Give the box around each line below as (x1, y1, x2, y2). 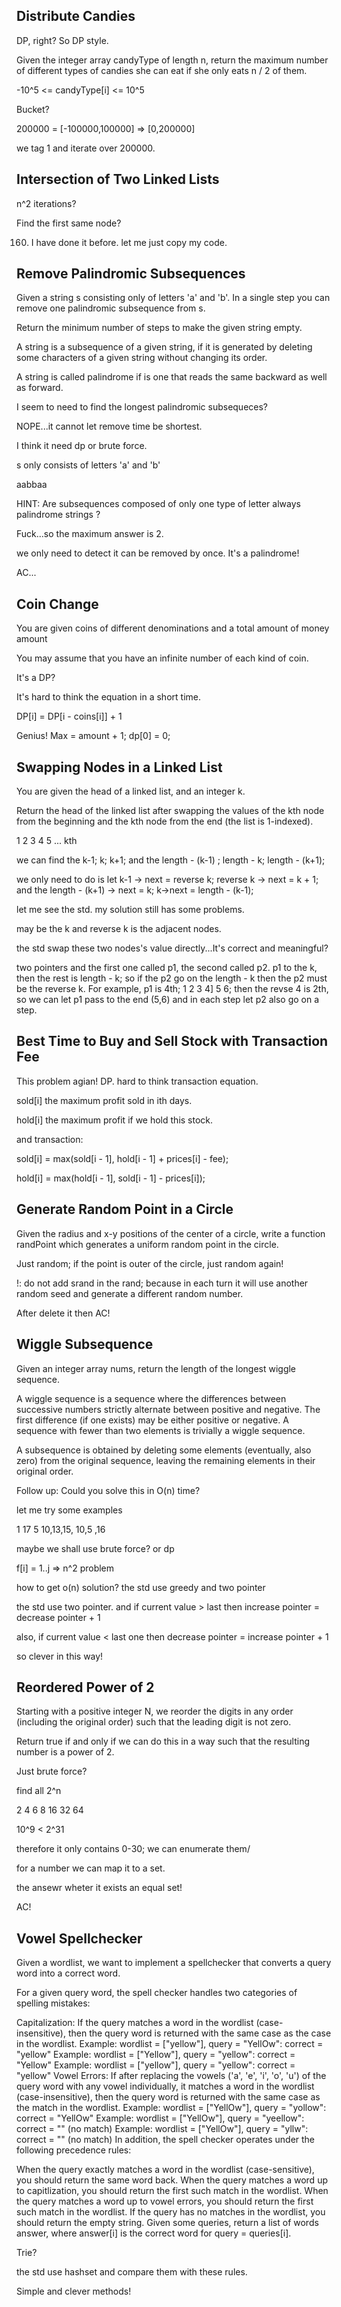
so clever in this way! (16, 1650, 104, 1662)
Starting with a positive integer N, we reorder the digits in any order (16, 1705, 294, 1718)
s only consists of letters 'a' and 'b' (16, 459, 161, 471)
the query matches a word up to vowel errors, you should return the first (16, 2195, 314, 2208)
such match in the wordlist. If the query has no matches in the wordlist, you (16, 2206, 326, 2218)
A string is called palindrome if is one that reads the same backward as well (16, 371, 328, 383)
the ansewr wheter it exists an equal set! (16, 1882, 183, 1894)
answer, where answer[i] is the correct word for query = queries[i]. (16, 2227, 292, 2239)
